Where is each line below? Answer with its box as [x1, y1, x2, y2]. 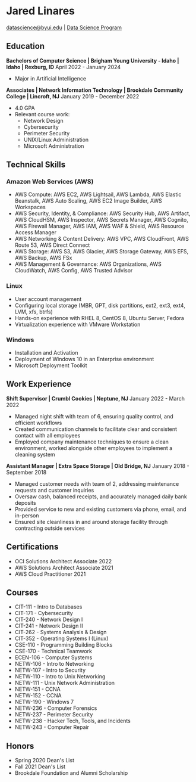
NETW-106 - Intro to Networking [14, 660, 94, 668]
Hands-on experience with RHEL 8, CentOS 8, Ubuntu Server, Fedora [14, 314, 184, 321]
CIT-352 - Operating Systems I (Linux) [14, 635, 109, 642]
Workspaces [14, 204, 46, 211]
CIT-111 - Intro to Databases [14, 603, 83, 610]
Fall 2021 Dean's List [14, 763, 66, 770]
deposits [14, 499, 37, 506]
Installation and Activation [14, 349, 78, 356]
